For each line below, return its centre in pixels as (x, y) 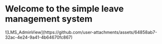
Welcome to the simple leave (64, 9)
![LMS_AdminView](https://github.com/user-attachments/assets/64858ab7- (81, 32)
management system (49, 19)
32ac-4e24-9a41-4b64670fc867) (39, 37)
